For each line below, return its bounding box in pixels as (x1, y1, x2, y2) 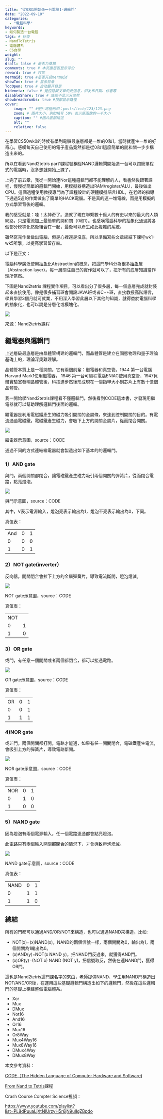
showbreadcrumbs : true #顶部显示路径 (5, 98, 77, 102)
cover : (5, 102, 18, 107)
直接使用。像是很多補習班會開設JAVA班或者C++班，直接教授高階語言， (13, 289, 156, 295)
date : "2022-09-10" (5, 12, 45, 17)
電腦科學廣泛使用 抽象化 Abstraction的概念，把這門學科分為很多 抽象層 (5, 261, 143, 267)
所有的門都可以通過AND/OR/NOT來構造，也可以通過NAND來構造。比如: (5, 929, 148, 935)
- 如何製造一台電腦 (5, 30, 39, 34)
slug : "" (5, 57, 23, 62)
